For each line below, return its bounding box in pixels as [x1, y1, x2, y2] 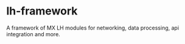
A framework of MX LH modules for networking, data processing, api [6, 24, 180, 31]
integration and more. [6, 30, 61, 37]
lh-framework [6, 4, 78, 18]
